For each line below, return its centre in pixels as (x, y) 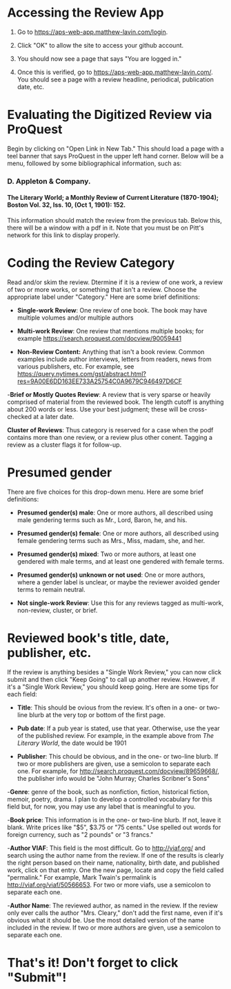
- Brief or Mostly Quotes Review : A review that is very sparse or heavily (109, 394)
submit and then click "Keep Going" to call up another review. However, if (111, 679)
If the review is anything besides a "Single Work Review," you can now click (114, 672)
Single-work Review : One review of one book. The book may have (112, 310)
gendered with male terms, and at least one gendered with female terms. (120, 561)
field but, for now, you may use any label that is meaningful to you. (101, 806)
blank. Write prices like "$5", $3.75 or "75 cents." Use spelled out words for (114, 827)
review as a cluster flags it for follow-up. (64, 445)
